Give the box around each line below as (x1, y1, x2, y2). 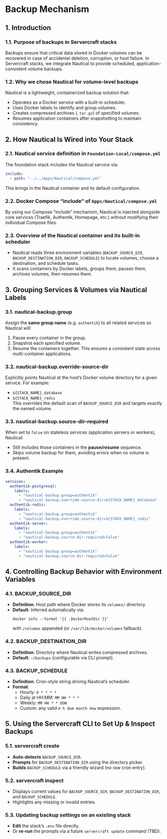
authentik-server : (9, 521, 48, 526)
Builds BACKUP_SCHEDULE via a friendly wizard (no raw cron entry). (12, 764, 146, 770)
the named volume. (12, 406, 52, 412)
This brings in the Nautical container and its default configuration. (5, 185, 140, 191)
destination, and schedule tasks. (12, 260, 79, 266)
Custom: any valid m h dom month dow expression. (19, 705, 121, 711)
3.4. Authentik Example (5, 467, 63, 474)
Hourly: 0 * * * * (19, 689, 56, 695)
